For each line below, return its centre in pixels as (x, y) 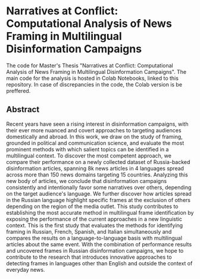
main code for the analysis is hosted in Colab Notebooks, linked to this (92, 78)
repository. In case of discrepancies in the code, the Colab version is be (94, 84)
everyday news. (26, 269)
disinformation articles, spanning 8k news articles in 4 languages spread (95, 168)
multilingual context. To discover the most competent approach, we (89, 156)
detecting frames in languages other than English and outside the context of (99, 263)
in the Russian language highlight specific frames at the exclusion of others (98, 200)
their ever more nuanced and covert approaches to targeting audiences (94, 130)
